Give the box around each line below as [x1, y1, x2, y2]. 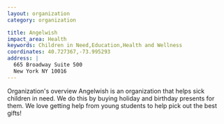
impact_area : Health [7, 35, 68, 42]
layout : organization [7, 10, 70, 17]
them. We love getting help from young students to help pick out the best [7, 101, 218, 109]
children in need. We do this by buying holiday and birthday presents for [7, 94, 215, 103]
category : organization [7, 17, 77, 24]
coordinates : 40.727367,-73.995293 [7, 48, 111, 55]
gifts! [7, 109, 22, 117]
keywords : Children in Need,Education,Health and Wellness [7, 42, 183, 49]
